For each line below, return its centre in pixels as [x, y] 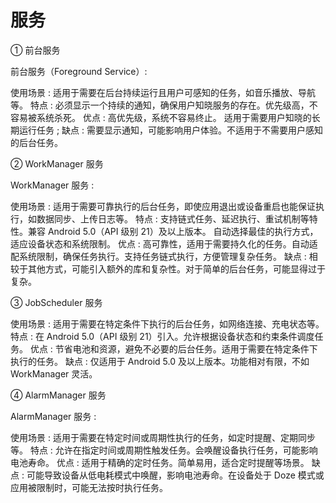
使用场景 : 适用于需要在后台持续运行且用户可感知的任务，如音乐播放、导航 [163, 92]
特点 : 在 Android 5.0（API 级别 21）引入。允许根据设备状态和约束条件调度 [162, 336]
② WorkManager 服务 [57, 163]
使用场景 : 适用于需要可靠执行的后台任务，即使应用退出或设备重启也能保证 [163, 206]
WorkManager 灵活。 [54, 373]
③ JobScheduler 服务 [56, 302]
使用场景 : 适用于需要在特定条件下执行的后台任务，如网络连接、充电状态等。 [167, 323]
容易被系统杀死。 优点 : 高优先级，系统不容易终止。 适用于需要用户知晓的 [161, 117]
